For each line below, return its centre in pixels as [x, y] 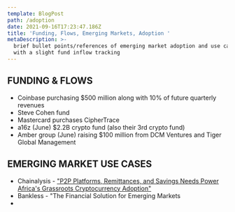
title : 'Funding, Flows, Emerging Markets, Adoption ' [89, 33]
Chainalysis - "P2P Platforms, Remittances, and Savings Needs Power [118, 181]
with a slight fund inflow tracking [67, 53]
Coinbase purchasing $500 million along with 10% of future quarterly [117, 98]
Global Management [47, 142]
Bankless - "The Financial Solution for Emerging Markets [99, 195]
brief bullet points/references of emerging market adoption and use [117, 46]
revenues [31, 105]
